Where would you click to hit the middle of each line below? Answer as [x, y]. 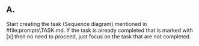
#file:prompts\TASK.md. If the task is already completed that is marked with [100, 30]
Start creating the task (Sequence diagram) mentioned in [77, 24]
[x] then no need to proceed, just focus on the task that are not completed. [99, 36]
